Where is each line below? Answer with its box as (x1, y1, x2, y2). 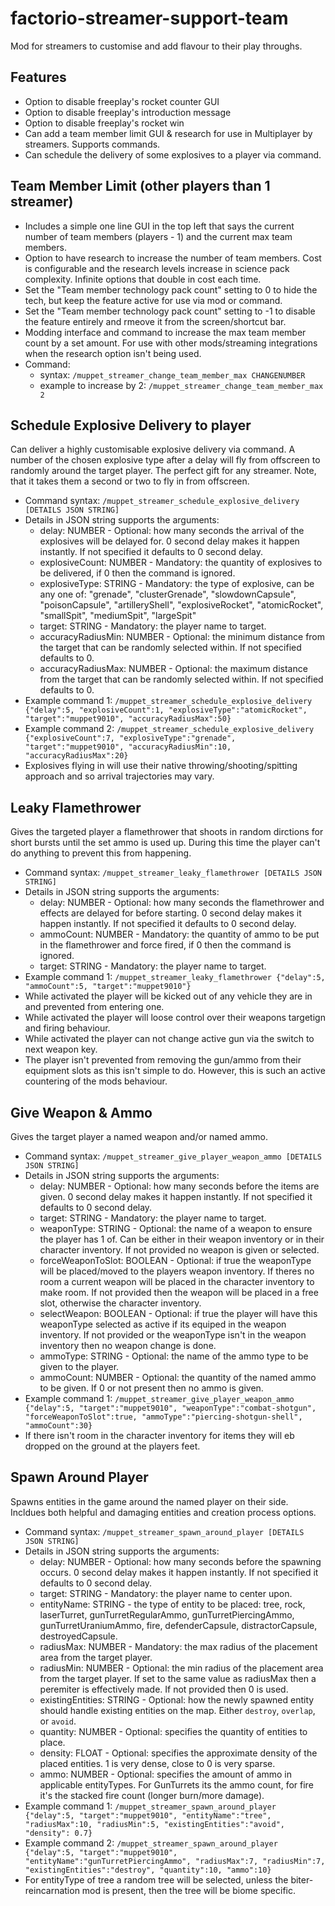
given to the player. (39, 1361, 120, 1372)
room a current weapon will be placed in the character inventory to (39, 1276, 315, 1287)
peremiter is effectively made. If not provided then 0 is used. (39, 1683, 289, 1695)
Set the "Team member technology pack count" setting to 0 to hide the (24, 283, 318, 296)
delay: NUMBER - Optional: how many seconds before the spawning (39, 1555, 322, 1567)
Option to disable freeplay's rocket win (24, 117, 185, 129)
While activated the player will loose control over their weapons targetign (24, 1012, 326, 1024)
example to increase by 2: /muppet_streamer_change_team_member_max (39, 379, 324, 391)
